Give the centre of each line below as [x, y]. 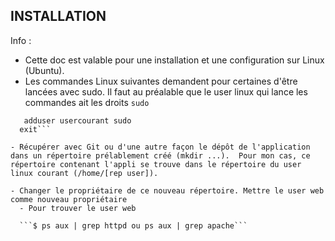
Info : [21, 40]
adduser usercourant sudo [77, 120]
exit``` [35, 129]
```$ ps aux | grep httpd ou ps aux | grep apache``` [133, 225]
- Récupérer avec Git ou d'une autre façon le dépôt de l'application [160, 147]
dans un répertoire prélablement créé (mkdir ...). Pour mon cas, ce [160, 155]
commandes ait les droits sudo [87, 102]
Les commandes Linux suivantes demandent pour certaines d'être [161, 81]
